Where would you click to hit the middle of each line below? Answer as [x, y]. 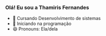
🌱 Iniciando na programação [42, 23]
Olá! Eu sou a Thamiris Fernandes [47, 7]
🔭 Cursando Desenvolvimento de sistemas [57, 18]
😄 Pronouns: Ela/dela [35, 29]
